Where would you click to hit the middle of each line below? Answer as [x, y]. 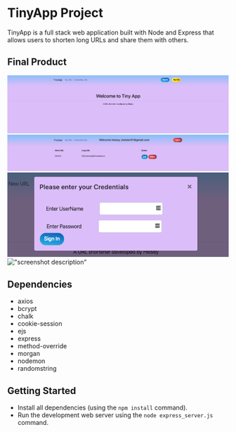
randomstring [37, 369]
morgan [29, 354]
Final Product [37, 62]
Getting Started [42, 391]
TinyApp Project [55, 13]
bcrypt [27, 309]
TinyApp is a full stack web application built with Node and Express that [111, 32]
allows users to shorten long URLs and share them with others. [98, 39]
